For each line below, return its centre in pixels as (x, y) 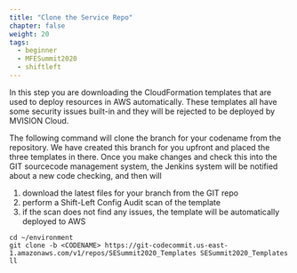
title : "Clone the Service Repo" (71, 17)
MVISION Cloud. (39, 120)
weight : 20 (29, 34)
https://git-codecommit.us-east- (166, 245)
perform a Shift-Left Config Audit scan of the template (121, 202)
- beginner (37, 51)
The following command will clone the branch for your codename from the (145, 138)
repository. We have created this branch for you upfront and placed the (140, 147)
